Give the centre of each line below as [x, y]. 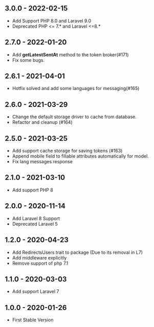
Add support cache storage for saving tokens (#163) [67, 151]
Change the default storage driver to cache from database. [74, 117]
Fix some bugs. [28, 60]
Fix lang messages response [42, 162]
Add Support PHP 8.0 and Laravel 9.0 [52, 20]
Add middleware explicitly [39, 257]
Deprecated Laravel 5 [35, 224]
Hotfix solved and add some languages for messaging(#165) [76, 89]
